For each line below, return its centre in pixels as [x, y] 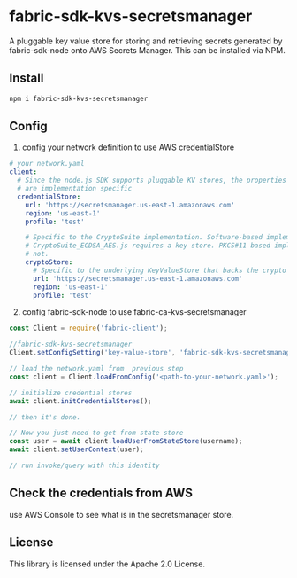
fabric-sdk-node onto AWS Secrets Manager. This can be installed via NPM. [147, 50]
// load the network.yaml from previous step [96, 369]
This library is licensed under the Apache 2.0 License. [107, 564]
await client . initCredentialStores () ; [80, 401]
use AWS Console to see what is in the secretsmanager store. [122, 514]
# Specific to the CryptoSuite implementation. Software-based [144, 238]
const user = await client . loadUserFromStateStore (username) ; [126, 441]
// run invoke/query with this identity [85, 466]
